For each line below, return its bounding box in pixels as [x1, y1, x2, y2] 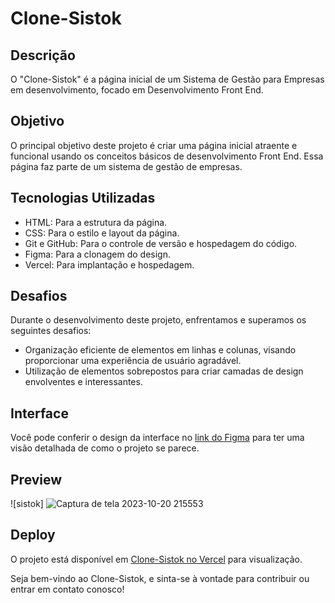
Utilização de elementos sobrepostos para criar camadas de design [24, 365, 304, 377]
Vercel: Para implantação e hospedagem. [24, 258, 195, 271]
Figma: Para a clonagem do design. [24, 248, 171, 260]
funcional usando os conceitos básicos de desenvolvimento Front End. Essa [10, 150, 324, 162]
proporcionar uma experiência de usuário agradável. [24, 355, 242, 367]
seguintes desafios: [10, 325, 92, 337]
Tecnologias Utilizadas [10, 190, 156, 207]
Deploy [10, 527, 56, 544]
